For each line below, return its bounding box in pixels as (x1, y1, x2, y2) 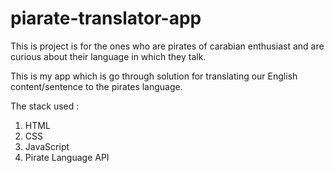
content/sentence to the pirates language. (10, 80, 183, 92)
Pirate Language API (24, 151, 110, 163)
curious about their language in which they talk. (10, 50, 207, 62)
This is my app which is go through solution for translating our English (10, 70, 298, 82)
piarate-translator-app (10, 7, 202, 30)
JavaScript (24, 140, 70, 152)
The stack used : (10, 100, 80, 112)
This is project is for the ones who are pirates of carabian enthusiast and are (10, 40, 325, 52)
